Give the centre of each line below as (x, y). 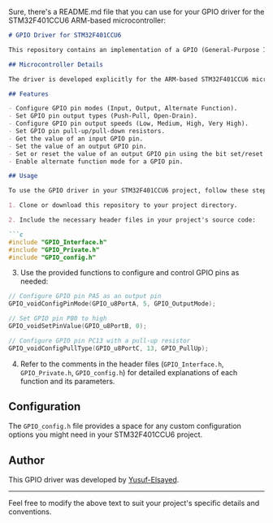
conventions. (30, 512)
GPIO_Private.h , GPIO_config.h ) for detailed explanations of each (129, 372)
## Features (28, 94)
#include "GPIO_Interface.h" (58, 242)
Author (26, 460)
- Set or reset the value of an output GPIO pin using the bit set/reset (136, 153)
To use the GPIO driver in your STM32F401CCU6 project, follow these (129, 191)
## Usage (23, 176)
